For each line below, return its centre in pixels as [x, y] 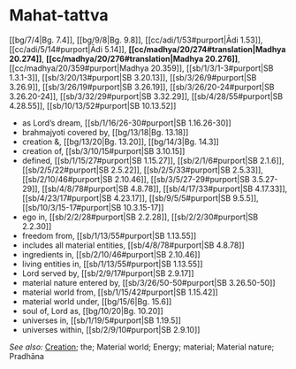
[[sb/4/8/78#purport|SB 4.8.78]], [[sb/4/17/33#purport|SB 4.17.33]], [165, 188]
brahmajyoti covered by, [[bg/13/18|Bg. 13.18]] [105, 132]
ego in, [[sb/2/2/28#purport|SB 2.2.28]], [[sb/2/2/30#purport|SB [140, 217]
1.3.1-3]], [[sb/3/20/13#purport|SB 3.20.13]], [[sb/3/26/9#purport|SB [133, 77]
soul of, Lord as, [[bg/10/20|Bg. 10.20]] [92, 311]
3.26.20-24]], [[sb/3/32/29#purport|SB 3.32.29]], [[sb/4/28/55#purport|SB [146, 96]
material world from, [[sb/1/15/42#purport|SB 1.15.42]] [120, 292]
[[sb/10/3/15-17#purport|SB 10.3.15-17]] [93, 207]
